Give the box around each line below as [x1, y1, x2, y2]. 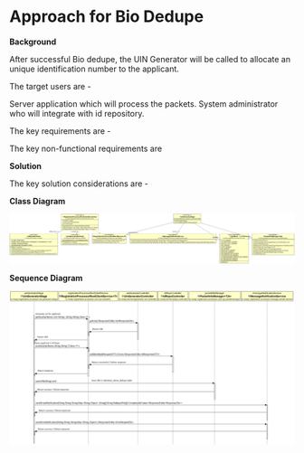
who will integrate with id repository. [9, 108, 145, 118]
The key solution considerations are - [9, 178, 149, 189]
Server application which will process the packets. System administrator [9, 98, 279, 109]
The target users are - [9, 80, 92, 91]
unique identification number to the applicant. [9, 63, 179, 74]
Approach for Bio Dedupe [9, 6, 204, 27]
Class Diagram [9, 195, 66, 206]
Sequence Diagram [9, 273, 83, 284]
